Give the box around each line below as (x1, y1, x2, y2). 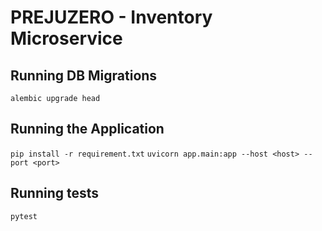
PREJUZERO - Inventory (10, 6, 213, 29)
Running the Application (10, 121, 165, 138)
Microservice (10, 27, 123, 50)
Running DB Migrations (10, 67, 158, 84)
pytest (10, 211, 38, 221)
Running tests (10, 185, 100, 202)
